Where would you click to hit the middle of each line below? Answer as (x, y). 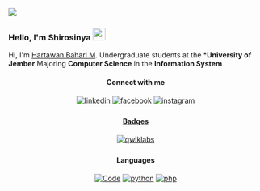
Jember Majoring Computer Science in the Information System (115, 64)
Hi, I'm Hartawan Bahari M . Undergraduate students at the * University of (130, 55)
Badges (136, 121)
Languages (136, 160)
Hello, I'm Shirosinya (50, 37)
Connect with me (136, 82)
